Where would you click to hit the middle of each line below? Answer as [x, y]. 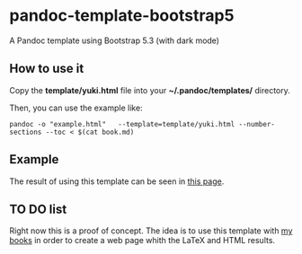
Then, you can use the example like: [76, 108]
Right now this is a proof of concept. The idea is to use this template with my [151, 231]
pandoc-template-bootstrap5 [122, 16]
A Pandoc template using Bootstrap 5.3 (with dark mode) [115, 40]
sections [26, 132]
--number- [257, 124]
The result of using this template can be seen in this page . [117, 181]
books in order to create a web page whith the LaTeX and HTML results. [142, 241]
